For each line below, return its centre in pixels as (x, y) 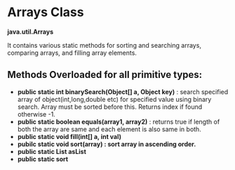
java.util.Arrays (31, 32)
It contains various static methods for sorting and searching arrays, (105, 45)
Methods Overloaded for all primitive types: (105, 75)
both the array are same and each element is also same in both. (109, 129)
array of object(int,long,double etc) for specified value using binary (114, 99)
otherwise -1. (36, 114)
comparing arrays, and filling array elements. (72, 53)
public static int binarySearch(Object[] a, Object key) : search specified (123, 91)
